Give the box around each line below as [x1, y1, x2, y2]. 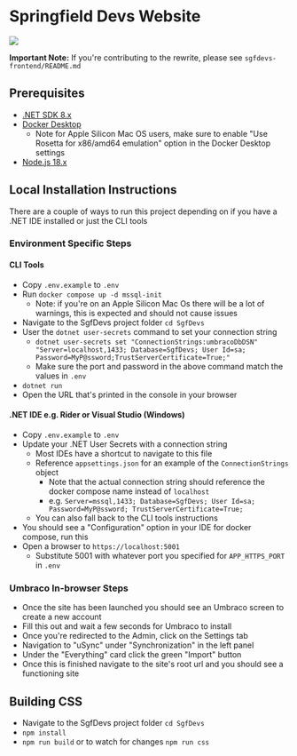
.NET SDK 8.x [21, 109, 73, 120]
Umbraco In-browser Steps [9, 582, 129, 594]
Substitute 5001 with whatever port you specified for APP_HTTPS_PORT [35, 550, 285, 561]
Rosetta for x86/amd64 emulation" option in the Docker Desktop [35, 138, 271, 148]
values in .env [35, 370, 87, 381]
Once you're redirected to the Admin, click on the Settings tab [21, 631, 248, 641]
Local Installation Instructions [9, 182, 177, 197]
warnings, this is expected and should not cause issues [35, 307, 238, 318]
